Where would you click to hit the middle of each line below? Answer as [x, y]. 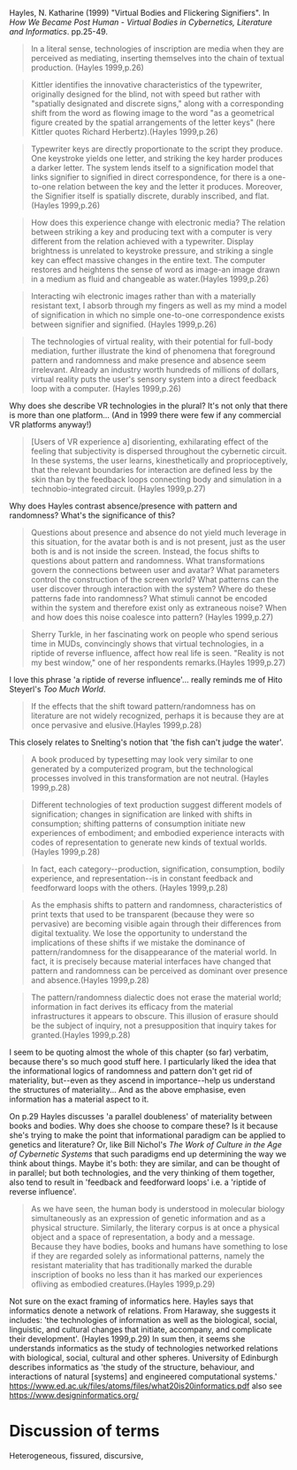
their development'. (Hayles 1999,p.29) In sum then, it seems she [127, 1339]
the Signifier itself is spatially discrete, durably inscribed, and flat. [150, 196]
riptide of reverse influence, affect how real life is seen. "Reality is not [157, 653]
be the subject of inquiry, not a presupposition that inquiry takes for [153, 1025]
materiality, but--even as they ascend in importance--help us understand [142, 1080]
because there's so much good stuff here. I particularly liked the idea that [143, 1061]
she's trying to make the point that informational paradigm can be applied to [147, 1135]
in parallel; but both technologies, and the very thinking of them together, [142, 1173]
